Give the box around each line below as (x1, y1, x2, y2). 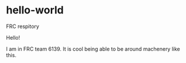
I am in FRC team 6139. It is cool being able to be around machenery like (6, 45, 180, 52)
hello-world (6, 3, 64, 17)
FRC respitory (6, 23, 40, 30)
